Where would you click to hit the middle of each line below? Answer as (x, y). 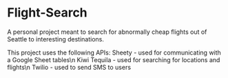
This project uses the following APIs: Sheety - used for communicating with (114, 52)
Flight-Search (47, 13)
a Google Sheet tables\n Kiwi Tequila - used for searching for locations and (114, 59)
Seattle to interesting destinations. (56, 39)
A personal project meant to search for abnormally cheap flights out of (107, 32)
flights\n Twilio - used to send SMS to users (69, 67)
